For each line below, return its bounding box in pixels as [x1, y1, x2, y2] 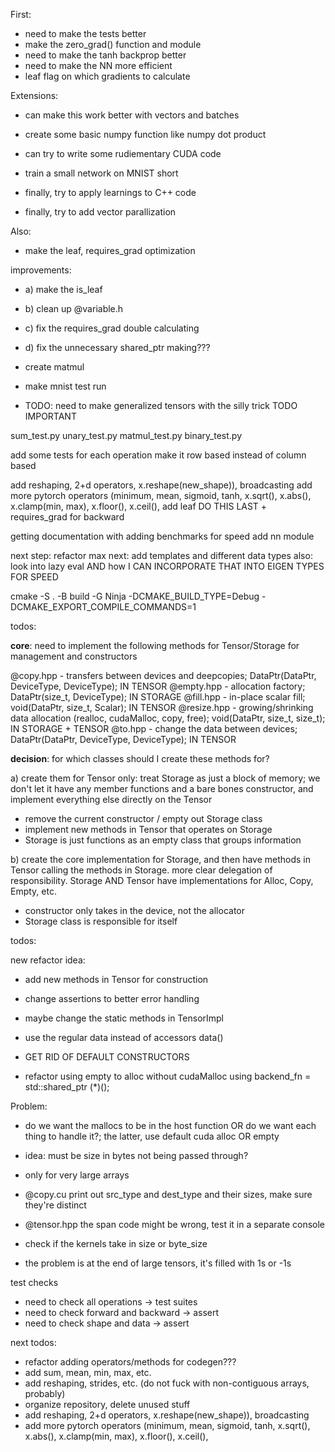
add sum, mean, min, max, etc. [24, 1367, 152, 1378]
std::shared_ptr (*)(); [24, 1081, 110, 1093]
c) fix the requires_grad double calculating [24, 322, 200, 334]
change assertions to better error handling [24, 993, 200, 1004]
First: [10, 9, 32, 20]
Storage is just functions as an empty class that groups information [24, 834, 302, 846]
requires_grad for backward [10, 511, 125, 523]
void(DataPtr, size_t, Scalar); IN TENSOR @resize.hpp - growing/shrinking [10, 702, 314, 713]
